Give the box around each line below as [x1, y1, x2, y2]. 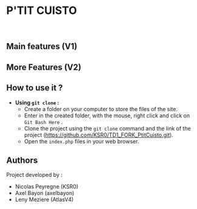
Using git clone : [15, 98, 59, 106]
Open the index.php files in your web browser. [24, 137, 139, 145]
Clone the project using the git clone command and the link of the [24, 125, 191, 132]
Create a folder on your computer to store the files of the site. [24, 105, 178, 112]
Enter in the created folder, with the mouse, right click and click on [24, 112, 190, 119]
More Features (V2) [6, 62, 82, 72]
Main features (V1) [6, 41, 78, 52]
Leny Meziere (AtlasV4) [15, 196, 74, 204]
